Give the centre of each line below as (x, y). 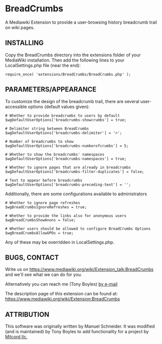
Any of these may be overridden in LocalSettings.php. (60, 242)
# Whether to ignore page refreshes (43, 203)
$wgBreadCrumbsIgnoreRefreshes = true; (46, 207)
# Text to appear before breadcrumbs (44, 180)
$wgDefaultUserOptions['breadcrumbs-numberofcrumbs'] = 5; (67, 146)
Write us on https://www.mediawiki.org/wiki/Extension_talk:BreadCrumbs (79, 270)
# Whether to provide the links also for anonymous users (66, 216)
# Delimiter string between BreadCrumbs (47, 129)
